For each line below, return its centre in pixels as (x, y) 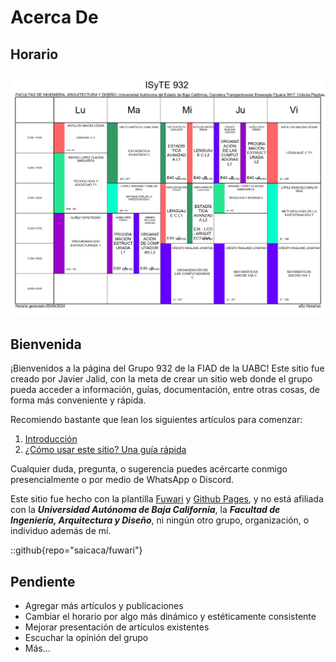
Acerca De (54, 17)
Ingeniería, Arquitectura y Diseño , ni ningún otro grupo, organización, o (160, 520)
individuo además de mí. (61, 531)
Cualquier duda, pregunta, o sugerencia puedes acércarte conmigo (149, 469)
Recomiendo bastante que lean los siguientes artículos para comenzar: (156, 420)
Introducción (51, 439)
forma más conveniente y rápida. (78, 400)
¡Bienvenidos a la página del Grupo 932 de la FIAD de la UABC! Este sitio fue (167, 368)
